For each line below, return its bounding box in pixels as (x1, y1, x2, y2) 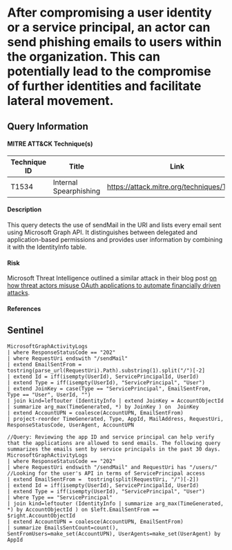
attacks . (7, 289, 30, 297)
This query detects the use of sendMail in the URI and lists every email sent (7, 220, 222, 229)
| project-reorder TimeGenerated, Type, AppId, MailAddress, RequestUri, (7, 415, 224, 422)
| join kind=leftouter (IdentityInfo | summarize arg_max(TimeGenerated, (7, 500, 224, 507)
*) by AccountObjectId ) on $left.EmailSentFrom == (7, 506, 159, 513)
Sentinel (7, 325, 43, 336)
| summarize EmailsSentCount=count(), (7, 524, 119, 531)
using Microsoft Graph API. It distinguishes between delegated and (7, 228, 198, 236)
